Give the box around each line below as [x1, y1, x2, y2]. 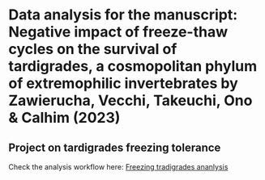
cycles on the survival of [8, 40, 177, 58]
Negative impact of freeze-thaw [8, 23, 229, 41]
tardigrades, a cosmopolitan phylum [8, 57, 258, 76]
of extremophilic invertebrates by [8, 74, 239, 93]
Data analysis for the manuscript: [8, 6, 238, 24]
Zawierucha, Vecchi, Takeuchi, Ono [8, 91, 253, 110]
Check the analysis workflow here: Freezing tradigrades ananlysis [8, 162, 229, 171]
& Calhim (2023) [8, 109, 121, 127]
